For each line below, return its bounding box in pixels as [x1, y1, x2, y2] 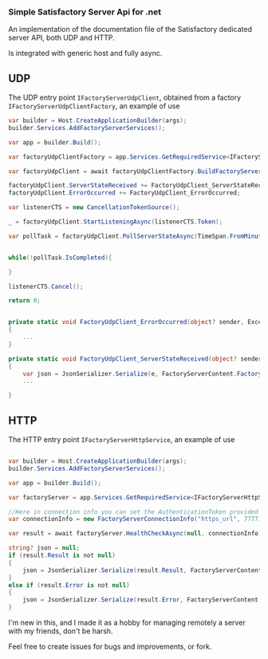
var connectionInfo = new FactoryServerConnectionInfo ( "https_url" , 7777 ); [8, 515, 266, 523]
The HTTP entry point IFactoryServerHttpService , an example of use [8, 435, 235, 444]
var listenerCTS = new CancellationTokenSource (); [8, 203, 180, 211]
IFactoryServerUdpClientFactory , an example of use [8, 101, 180, 111]
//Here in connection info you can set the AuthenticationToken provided [8, 507, 259, 516]
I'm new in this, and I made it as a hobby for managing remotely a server [8, 618, 246, 628]
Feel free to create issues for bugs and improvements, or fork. [8, 641, 212, 652]
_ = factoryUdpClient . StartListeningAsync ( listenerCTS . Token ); [8, 218, 223, 226]
